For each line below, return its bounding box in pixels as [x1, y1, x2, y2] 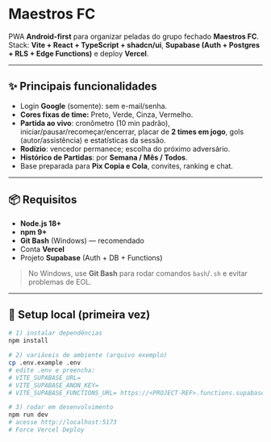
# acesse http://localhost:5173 [8, 419, 117, 427]
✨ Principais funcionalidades [8, 80, 157, 94]
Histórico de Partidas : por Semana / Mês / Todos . [19, 152, 188, 162]
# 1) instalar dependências [8, 329, 103, 337]
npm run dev [8, 411, 48, 419]
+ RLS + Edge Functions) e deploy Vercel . [8, 48, 149, 58]
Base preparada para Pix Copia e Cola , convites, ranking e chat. [19, 161, 234, 170]
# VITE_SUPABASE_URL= [8, 373, 81, 382]
